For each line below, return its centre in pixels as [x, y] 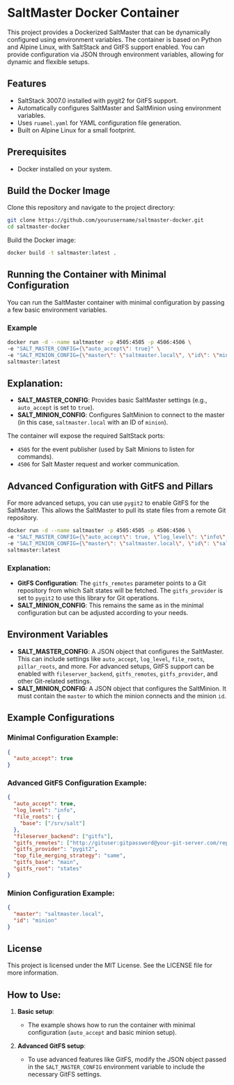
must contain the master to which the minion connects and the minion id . [122, 696]
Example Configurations [61, 718]
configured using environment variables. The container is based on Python [114, 39]
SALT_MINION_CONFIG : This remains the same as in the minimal [110, 605]
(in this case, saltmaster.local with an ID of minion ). [93, 423]
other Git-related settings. [54, 681]
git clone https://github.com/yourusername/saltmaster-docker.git [106, 220]
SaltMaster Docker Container [93, 13]
